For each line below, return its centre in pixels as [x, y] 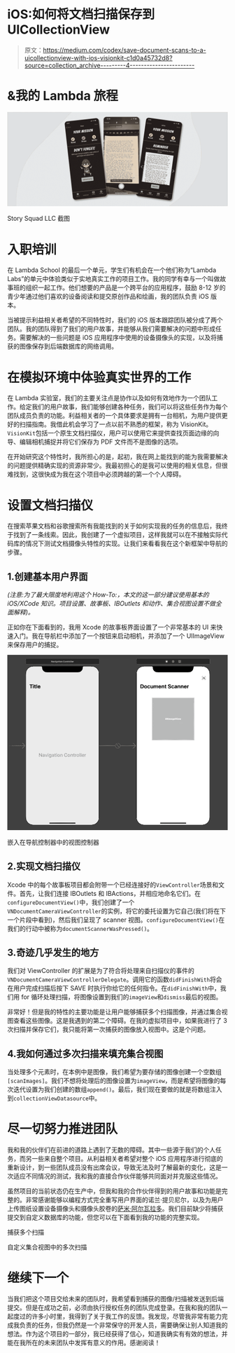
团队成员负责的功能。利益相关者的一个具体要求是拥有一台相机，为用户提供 [114, 416]
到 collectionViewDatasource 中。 [54, 1099]
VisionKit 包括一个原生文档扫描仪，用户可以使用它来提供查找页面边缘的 [110, 433]
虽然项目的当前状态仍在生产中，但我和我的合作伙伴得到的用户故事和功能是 [114, 1191]
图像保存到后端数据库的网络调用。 [68, 346]
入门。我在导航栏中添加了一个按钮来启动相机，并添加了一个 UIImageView [119, 636]
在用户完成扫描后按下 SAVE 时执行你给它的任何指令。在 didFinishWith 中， [114, 988]
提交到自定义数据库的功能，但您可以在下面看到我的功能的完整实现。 [105, 1218]
